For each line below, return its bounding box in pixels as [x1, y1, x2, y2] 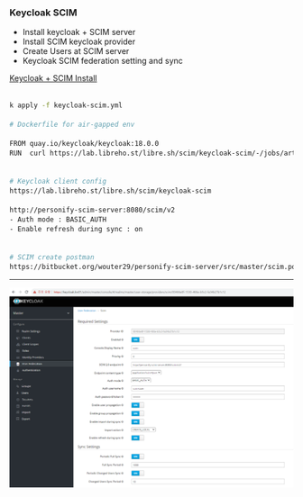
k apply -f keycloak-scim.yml [9, 101, 124, 110]
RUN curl [9, 149, 47, 158]
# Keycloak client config [9, 177, 106, 186]
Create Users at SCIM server [22, 46, 130, 57]
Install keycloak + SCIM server [22, 27, 136, 38]
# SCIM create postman [9, 253, 95, 262]
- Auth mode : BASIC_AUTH [9, 214, 106, 224]
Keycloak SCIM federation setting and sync [22, 56, 183, 67]
